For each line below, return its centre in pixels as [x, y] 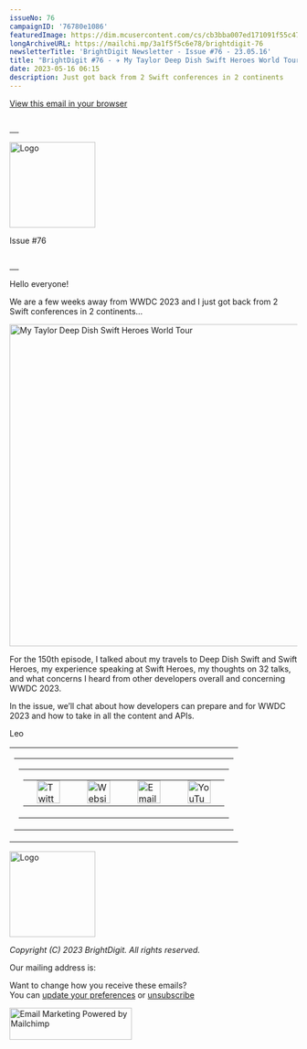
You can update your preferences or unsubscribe [102, 995]
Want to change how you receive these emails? [98, 985]
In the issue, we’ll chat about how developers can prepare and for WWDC [148, 705]
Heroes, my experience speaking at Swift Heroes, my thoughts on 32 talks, [150, 669]
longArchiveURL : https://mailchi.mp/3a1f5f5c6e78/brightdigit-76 [136, 43]
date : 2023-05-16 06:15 [55, 69]
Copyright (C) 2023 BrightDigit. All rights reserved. [105, 949]
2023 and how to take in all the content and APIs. [102, 715]
